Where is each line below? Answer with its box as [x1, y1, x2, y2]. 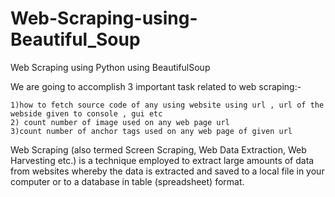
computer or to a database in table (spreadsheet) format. [10, 175, 245, 187]
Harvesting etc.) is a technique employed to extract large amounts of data [10, 154, 315, 166]
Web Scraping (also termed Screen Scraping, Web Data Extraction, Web [10, 143, 307, 156]
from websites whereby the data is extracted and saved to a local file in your [10, 165, 325, 177]
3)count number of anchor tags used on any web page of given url [10, 126, 293, 136]
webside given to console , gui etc [10, 108, 163, 119]
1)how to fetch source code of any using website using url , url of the [10, 100, 325, 110]
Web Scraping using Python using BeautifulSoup [10, 61, 211, 73]
